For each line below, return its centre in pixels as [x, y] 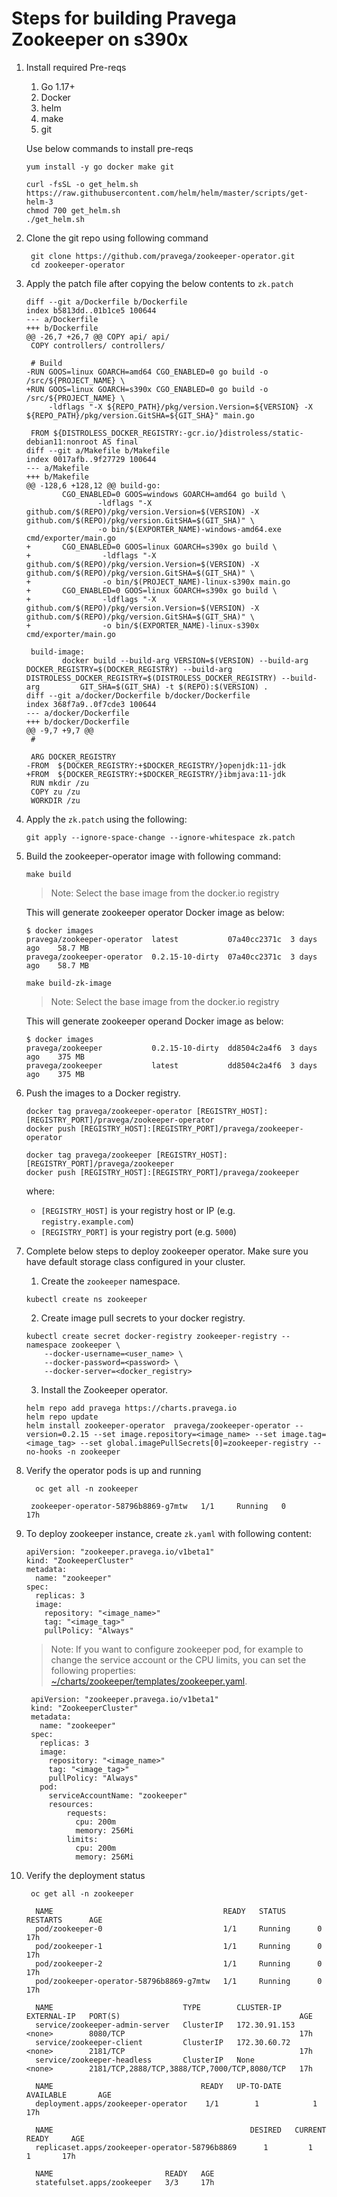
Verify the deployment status [85, 1875]
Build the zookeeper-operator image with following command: [153, 856]
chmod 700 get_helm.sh [73, 210]
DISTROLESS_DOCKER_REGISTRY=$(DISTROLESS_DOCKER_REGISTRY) [151, 678]
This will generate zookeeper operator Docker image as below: [155, 912]
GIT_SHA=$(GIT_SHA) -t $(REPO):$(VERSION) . [174, 687]
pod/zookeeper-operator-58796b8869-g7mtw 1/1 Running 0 [179, 1981]
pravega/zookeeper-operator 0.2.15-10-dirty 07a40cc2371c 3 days [171, 957]
